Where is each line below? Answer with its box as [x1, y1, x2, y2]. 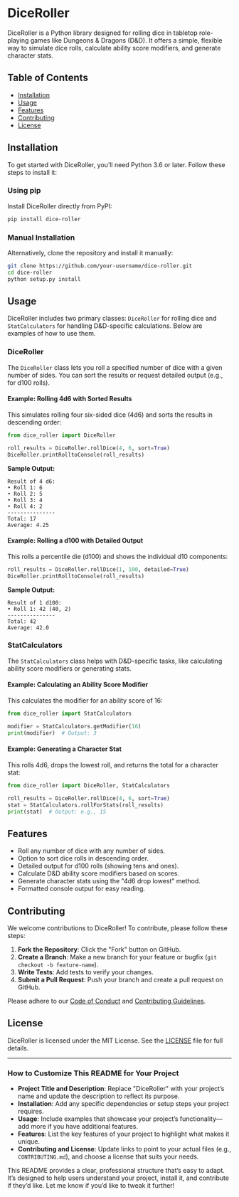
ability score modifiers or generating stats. [7, 664, 132, 673]
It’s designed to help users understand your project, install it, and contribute [7, 1174, 230, 1182]
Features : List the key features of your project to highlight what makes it [17, 1129, 230, 1139]
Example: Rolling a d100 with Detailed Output [7, 536, 144, 545]
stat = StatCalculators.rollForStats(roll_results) [7, 802, 164, 809]
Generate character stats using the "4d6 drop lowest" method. [17, 877, 201, 885]
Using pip [7, 186, 41, 196]
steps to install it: [7, 168, 57, 176]
